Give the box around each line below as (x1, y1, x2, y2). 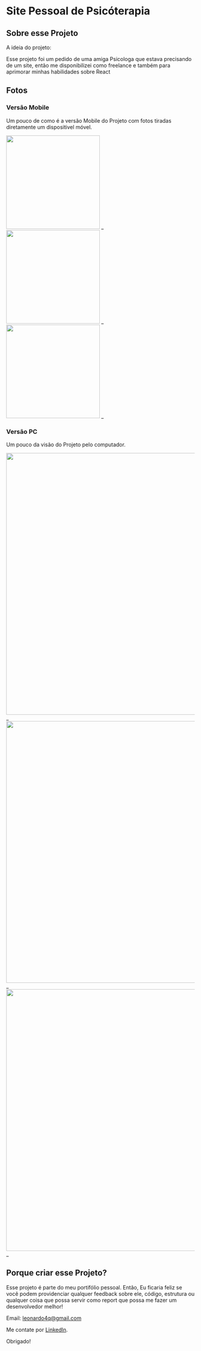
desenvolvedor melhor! (6, 1303, 63, 1310)
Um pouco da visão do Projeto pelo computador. (6, 441, 126, 448)
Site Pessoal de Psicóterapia (6, 4, 151, 18)
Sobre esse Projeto (6, 28, 78, 38)
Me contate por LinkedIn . (6, 1326, 68, 1333)
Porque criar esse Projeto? (6, 1268, 107, 1278)
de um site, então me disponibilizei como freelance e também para (6, 62, 170, 69)
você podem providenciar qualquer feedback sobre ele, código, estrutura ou (6, 1290, 195, 1297)
